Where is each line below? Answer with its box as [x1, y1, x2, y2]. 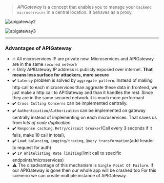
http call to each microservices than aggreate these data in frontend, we [12, 85, 158, 91]
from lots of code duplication [12, 120, 71, 126]
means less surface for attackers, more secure [12, 72, 109, 78]
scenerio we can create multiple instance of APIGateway [12, 173, 126, 179]
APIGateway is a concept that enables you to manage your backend [17, 4, 152, 10]
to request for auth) [12, 145, 52, 150]
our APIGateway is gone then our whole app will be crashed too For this [12, 167, 157, 173]
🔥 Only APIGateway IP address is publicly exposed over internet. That [12, 67, 153, 73]
